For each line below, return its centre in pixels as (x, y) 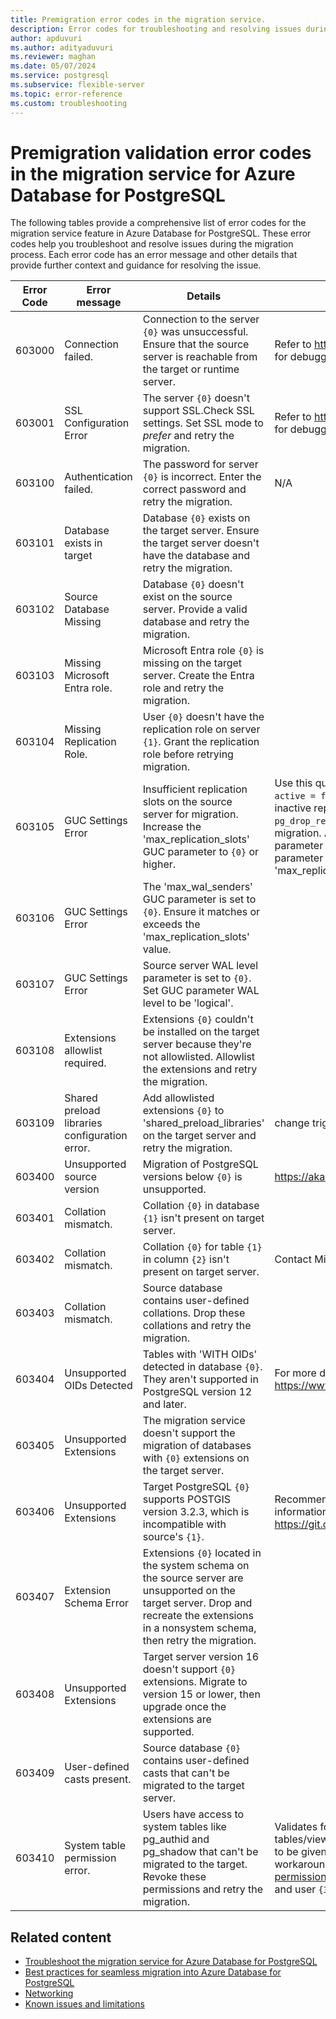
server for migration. (190, 814)
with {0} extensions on (196, 1458)
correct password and (194, 489)
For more (295, 1373)
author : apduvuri (46, 38)
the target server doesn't (201, 543)
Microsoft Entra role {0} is (203, 651)
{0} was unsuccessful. (195, 332)
